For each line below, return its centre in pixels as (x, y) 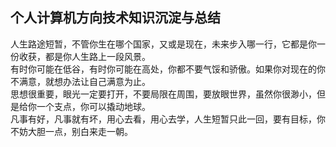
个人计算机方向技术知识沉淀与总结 (115, 18)
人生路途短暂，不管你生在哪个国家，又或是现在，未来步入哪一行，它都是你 (163, 44)
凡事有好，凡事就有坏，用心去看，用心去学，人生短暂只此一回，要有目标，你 (168, 119)
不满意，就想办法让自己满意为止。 (80, 81)
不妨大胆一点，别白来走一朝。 (71, 131)
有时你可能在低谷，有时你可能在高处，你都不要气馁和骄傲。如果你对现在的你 (168, 69)
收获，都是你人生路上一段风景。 (84, 56)
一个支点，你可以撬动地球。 (93, 106)
